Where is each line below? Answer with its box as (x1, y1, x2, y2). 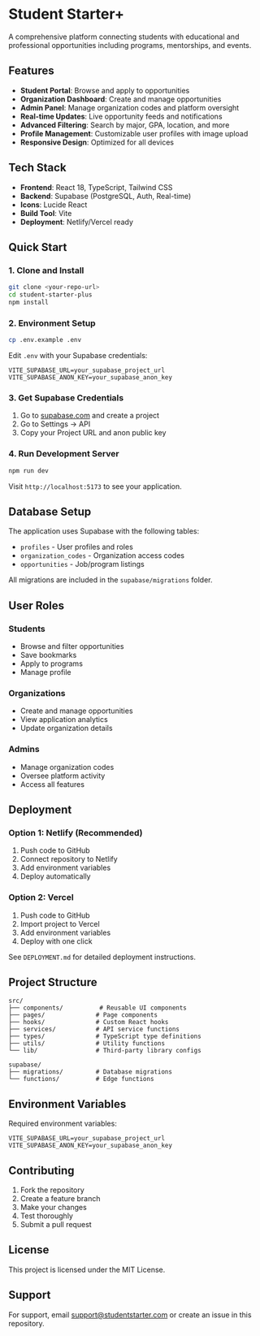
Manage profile (19, 668, 71, 677)
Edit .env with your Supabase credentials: (8, 351, 148, 361)
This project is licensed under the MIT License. (8, 1265, 166, 1274)
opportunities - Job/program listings (19, 560, 145, 569)
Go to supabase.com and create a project (19, 411, 160, 421)
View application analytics (19, 715, 108, 724)
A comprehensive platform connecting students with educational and (8, 32, 240, 41)
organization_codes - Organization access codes (19, 551, 185, 560)
